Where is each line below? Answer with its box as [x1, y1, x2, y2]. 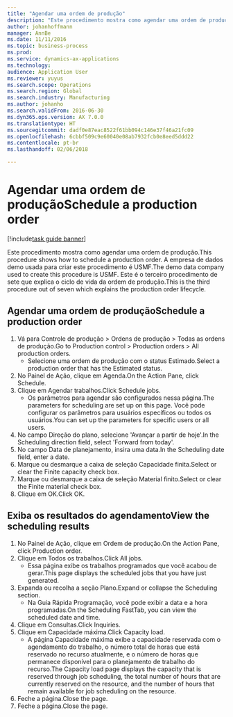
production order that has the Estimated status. [27, 364, 163, 372]
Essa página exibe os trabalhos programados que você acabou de [27, 561, 217, 570]
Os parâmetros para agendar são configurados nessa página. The [27, 394, 215, 402]
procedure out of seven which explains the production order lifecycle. [7, 284, 207, 293]
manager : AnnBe [7, 29, 51, 37]
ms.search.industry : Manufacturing [7, 95, 110, 102]
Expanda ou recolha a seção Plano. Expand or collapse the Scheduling [17, 583, 218, 592]
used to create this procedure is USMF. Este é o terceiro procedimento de [7, 270, 218, 278]
